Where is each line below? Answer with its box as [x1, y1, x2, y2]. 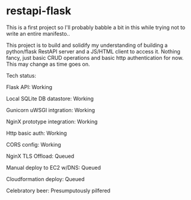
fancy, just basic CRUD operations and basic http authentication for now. [6, 54, 184, 61]
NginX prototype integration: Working [6, 118, 98, 125]
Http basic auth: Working [6, 129, 67, 136]
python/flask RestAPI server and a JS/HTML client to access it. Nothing [6, 47, 181, 55]
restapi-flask [6, 4, 71, 18]
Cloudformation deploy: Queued [6, 175, 85, 182]
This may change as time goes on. [6, 61, 90, 68]
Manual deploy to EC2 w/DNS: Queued [6, 164, 101, 171]
